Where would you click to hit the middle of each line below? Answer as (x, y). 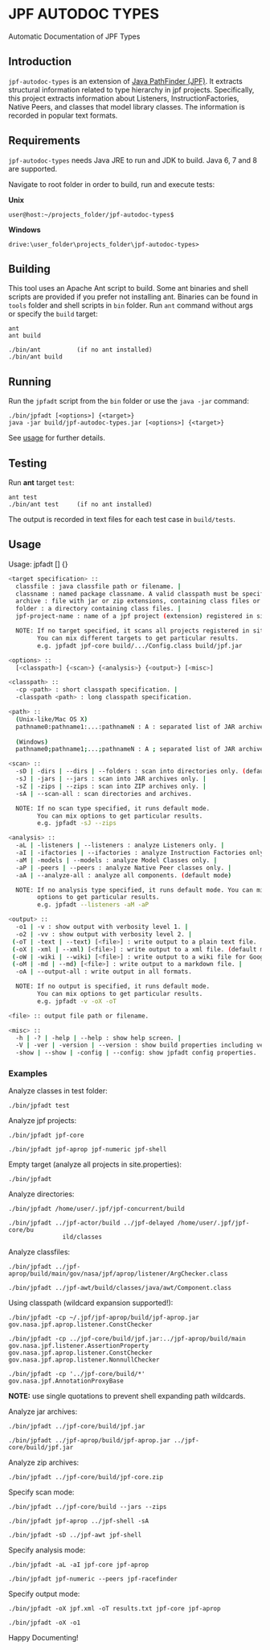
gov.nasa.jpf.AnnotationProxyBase (66, 1381)
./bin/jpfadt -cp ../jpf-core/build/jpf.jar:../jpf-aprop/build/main (127, 1339)
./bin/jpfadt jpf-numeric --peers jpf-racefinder (93, 1579)
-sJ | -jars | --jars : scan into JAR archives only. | (111, 779)
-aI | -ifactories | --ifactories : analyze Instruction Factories (131, 853)
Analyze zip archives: (44, 1462)
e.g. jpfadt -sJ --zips (77, 823)
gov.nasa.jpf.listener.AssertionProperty (79, 1346)
